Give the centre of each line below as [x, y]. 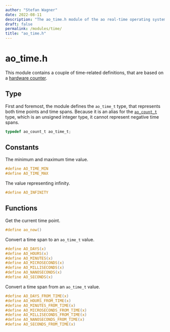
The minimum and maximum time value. [47, 160]
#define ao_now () [24, 230]
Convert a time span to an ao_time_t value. [50, 239]
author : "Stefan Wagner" [31, 10]
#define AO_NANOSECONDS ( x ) [34, 272]
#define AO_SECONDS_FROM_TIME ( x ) [40, 324]
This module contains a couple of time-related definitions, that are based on [84, 72]
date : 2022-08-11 [24, 15]
